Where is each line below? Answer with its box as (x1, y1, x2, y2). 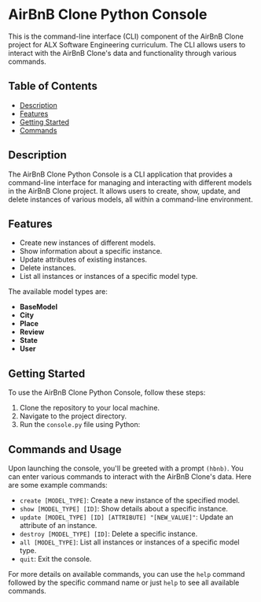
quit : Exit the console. (19, 554, 92, 563)
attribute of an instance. (19, 521, 97, 530)
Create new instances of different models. (19, 238, 156, 247)
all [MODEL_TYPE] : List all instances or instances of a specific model (19, 537, 240, 547)
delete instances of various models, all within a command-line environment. (8, 195, 253, 204)
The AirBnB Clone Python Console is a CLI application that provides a (8, 169, 233, 179)
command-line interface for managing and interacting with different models (8, 177, 252, 187)
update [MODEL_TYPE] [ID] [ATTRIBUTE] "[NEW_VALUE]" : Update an (19, 512, 233, 522)
